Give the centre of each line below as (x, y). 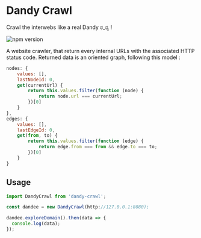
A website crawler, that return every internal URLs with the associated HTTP (100, 51)
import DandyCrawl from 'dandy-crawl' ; (56, 196)
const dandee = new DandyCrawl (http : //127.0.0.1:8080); (78, 207)
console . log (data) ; (36, 224)
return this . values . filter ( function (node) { (86, 91)
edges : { (17, 119)
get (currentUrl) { (40, 85)
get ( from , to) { (38, 136)
